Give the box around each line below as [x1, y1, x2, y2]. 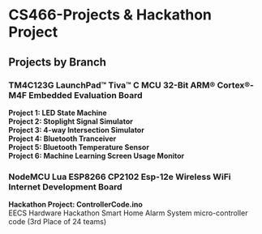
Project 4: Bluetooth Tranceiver [8, 134, 117, 143]
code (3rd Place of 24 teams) [8, 217, 107, 227]
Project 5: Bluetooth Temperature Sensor [8, 142, 150, 151]
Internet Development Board [8, 181, 123, 192]
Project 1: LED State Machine [8, 108, 107, 117]
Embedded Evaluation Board [28, 89, 144, 100]
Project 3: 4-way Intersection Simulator [8, 125, 144, 134]
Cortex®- [217, 79, 254, 91]
